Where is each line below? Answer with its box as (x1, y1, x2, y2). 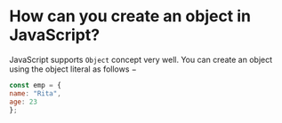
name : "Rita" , (9, 88, 62, 98)
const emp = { (9, 81, 62, 89)
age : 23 (9, 97, 38, 106)
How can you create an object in (9, 6, 252, 27)
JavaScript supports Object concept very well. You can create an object (9, 54, 273, 65)
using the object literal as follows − (9, 64, 138, 74)
